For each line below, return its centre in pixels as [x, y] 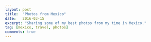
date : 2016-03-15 [25, 18]
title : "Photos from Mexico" [36, 14]
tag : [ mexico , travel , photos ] [37, 28]
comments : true [20, 32]
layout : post [18, 9]
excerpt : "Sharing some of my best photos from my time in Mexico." [76, 23]
